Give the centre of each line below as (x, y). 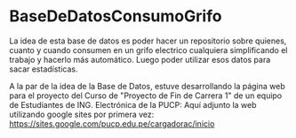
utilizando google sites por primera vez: (82, 114)
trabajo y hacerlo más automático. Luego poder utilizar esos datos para (140, 59)
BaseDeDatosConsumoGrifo (116, 16)
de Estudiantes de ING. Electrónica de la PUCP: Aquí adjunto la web (133, 104)
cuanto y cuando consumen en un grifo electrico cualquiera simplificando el (148, 50)
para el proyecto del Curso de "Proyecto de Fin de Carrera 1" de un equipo (146, 96)
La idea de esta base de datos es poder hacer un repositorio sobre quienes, (148, 41)
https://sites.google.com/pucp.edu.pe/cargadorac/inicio (112, 123)
